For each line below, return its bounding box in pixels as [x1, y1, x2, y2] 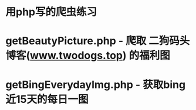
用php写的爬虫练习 [5, 5, 97, 19]
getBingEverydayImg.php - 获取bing [5, 78, 186, 91]
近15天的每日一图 [5, 92, 89, 106]
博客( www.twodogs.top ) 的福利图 [5, 49, 171, 62]
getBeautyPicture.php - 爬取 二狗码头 [5, 35, 190, 47]
